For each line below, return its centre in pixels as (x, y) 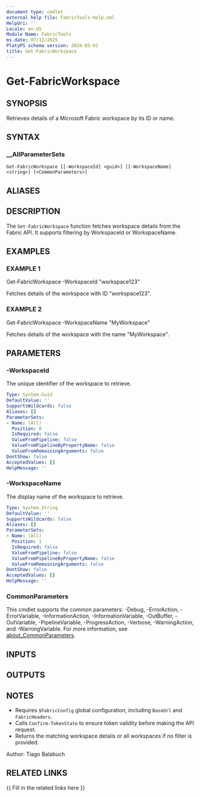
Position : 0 (27, 428)
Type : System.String (32, 508)
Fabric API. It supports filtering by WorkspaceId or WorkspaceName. (92, 232)
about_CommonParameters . (41, 635)
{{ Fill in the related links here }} (46, 787)
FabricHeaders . (34, 716)
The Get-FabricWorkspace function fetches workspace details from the (93, 226)
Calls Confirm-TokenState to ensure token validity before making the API (105, 723)
